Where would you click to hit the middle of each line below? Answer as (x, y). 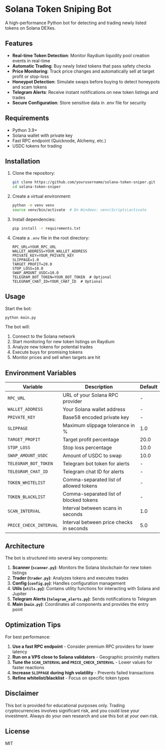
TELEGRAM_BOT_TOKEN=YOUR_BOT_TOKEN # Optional (62, 277)
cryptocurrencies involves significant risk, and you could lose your (72, 711)
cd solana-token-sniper (37, 187)
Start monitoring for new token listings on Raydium (63, 342)
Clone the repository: (34, 173)
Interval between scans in (92, 508)
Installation (23, 161)
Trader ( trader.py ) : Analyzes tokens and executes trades (70, 578)
